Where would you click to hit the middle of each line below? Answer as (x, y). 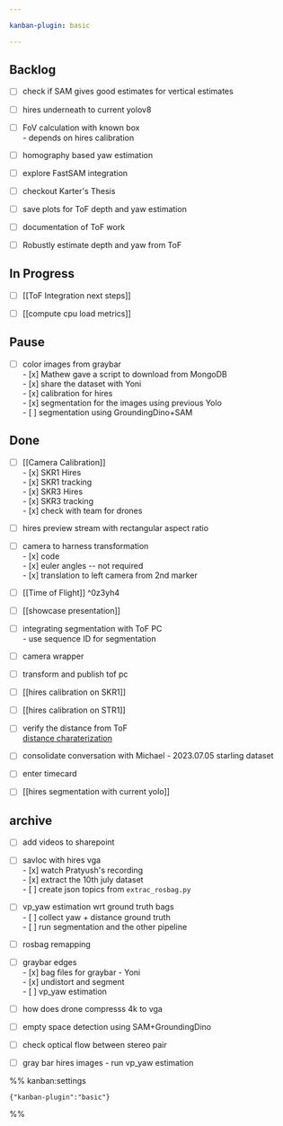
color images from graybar (71, 364)
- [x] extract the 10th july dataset (83, 880)
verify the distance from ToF (75, 728)
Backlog (33, 70)
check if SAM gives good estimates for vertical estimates (128, 92)
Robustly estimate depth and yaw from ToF (102, 244)
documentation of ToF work (74, 226)
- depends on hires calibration (78, 137)
